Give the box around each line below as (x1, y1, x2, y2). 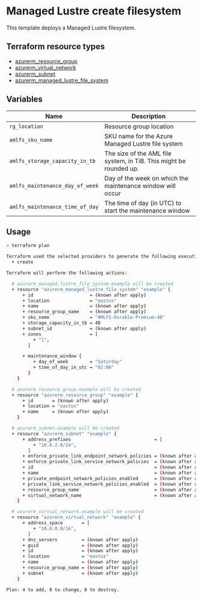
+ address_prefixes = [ (22, 436, 163, 443)
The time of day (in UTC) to (104, 198, 182, 207)
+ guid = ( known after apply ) (22, 542, 138, 548)
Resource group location (104, 122, 174, 131)
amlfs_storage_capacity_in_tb (9, 158, 96, 164)
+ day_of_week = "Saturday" (32, 359, 122, 365)
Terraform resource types (6, 41, 105, 52)
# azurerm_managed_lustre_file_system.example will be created (11, 281, 173, 287)
